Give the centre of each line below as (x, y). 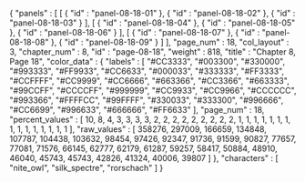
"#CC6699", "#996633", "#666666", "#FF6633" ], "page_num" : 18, (137, 110)
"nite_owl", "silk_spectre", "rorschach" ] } (86, 168)
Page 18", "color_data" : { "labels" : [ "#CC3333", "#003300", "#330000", (147, 61)
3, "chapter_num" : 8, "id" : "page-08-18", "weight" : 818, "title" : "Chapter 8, (152, 52)
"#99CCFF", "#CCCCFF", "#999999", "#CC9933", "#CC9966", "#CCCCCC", (153, 91)
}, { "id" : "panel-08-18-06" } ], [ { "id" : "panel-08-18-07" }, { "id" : (135, 32)
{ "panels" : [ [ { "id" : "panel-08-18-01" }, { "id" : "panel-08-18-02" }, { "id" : (152, 13)
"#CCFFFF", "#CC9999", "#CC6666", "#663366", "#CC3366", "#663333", (149, 81)
